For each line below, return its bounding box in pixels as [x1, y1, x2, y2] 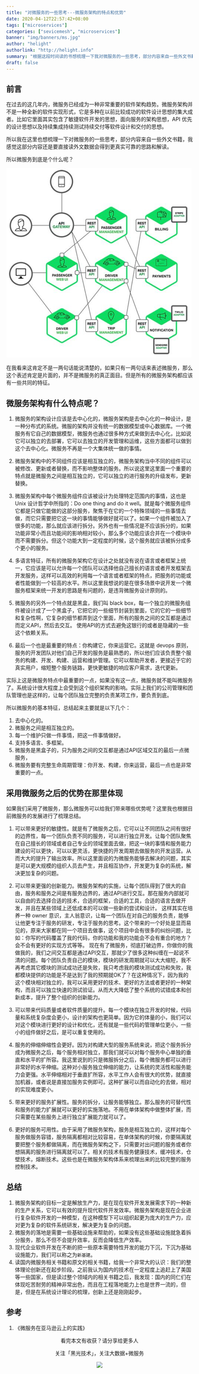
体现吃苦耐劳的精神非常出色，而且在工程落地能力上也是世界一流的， [14, 1281, 181, 1288]
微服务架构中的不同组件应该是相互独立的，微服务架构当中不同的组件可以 [14, 458, 191, 465]
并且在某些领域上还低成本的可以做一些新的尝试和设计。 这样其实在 [25, 904, 188, 912]
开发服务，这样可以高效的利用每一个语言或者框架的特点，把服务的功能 [14, 572, 187, 579]
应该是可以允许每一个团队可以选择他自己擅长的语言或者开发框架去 [30, 565, 191, 572]
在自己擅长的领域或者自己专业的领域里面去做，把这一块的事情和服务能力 [14, 840, 191, 847]
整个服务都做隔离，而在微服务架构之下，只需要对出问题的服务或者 [25, 1141, 187, 1148]
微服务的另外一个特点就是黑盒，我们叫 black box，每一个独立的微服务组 [14, 599, 191, 606]
